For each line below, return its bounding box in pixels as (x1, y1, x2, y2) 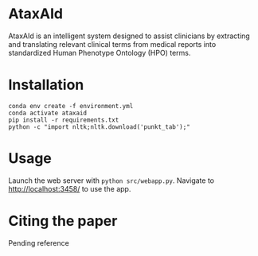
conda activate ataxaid (8, 109, 88, 117)
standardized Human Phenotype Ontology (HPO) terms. (8, 48, 191, 57)
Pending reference (8, 238, 69, 247)
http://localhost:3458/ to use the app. (8, 184, 131, 193)
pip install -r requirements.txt (8, 116, 119, 124)
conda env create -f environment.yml (8, 102, 134, 110)
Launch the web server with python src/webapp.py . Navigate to (8, 176, 215, 185)
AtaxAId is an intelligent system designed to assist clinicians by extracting (8, 31, 251, 41)
